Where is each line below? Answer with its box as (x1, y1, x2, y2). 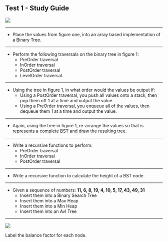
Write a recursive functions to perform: (12, 142, 93, 148)
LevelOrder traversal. (19, 72, 63, 78)
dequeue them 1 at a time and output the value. (19, 108, 117, 114)
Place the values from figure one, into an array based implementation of (12, 31, 161, 37)
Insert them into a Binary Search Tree (19, 192, 97, 198)
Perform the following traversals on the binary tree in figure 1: (12, 51, 139, 57)
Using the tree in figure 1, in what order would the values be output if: (12, 87, 155, 93)
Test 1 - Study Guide (5, 4, 69, 13)
